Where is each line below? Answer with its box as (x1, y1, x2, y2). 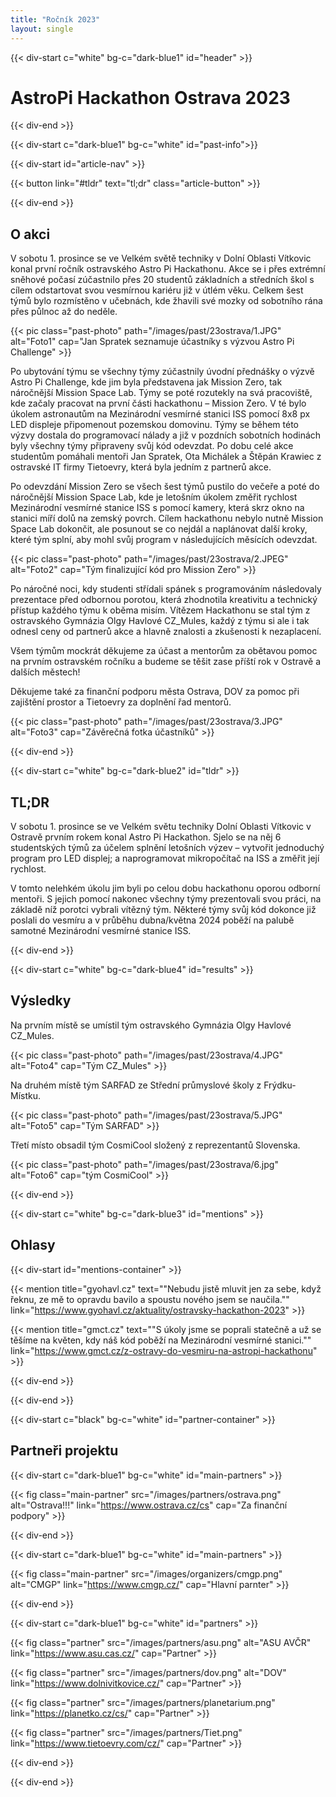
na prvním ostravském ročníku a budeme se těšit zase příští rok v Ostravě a (10, 656, 322, 668)
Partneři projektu (10, 1442, 119, 1460)
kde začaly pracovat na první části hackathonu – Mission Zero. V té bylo (10, 397, 307, 410)
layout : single (10, 24, 74, 34)
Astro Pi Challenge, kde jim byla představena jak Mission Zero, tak (10, 376, 283, 388)
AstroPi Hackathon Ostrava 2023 (10, 86, 291, 109)
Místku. (10, 1089, 42, 1101)
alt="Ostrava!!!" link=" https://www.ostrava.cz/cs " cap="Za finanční (10, 1499, 288, 1511)
